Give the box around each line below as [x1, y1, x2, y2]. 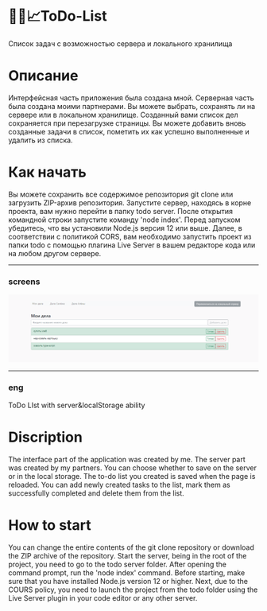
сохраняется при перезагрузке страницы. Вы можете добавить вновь [8, 118, 246, 128]
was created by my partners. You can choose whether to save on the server [8, 463, 257, 473]
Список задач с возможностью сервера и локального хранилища [8, 38, 233, 49]
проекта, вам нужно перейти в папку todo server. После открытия [8, 206, 233, 216]
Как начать [8, 163, 87, 181]
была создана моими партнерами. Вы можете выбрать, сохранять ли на [8, 101, 256, 111]
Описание [8, 67, 79, 85]
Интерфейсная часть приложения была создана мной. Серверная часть [8, 93, 254, 103]
